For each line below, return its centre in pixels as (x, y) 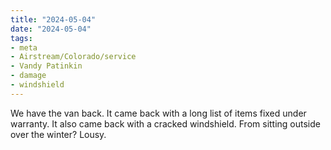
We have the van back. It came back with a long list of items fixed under (158, 113)
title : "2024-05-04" (53, 19)
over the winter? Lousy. (58, 134)
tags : (21, 38)
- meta (24, 47)
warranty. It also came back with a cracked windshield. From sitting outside (165, 123)
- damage (28, 76)
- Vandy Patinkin (46, 66)
